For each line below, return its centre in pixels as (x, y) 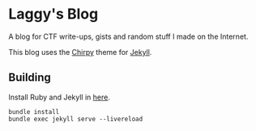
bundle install (34, 112)
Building (30, 78)
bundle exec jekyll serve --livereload (76, 119)
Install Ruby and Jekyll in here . (60, 97)
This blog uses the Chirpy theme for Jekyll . (80, 52)
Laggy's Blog (53, 14)
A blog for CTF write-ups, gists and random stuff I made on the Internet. (128, 36)
